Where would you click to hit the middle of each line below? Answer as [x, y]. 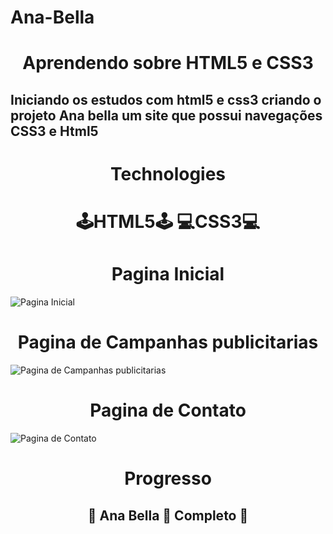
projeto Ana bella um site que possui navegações [166, 115]
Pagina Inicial [168, 274]
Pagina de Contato [168, 410]
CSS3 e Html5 [54, 131]
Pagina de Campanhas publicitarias [168, 342]
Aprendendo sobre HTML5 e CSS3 [168, 63]
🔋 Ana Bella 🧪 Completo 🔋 [168, 515]
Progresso [168, 478]
